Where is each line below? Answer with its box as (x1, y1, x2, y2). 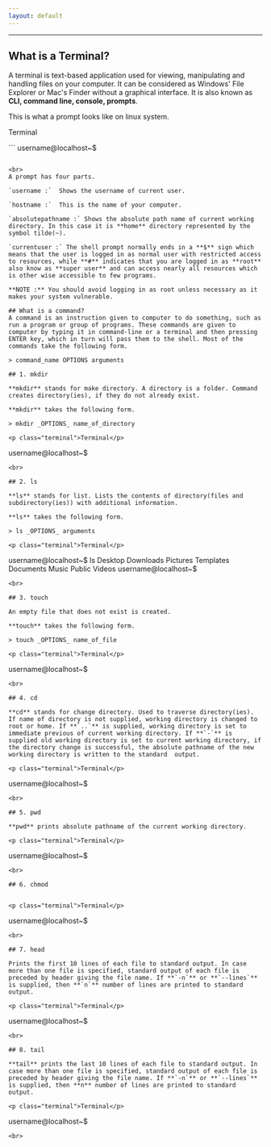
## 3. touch (8, 594, 48, 602)
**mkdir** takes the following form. (8, 406, 135, 414)
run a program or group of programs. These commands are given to (8, 321, 236, 329)
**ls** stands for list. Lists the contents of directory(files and (8, 492, 244, 500)
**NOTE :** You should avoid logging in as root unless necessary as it (8, 286, 258, 294)
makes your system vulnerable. (8, 293, 114, 301)
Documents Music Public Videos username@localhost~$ (8, 564, 198, 573)
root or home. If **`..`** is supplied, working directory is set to (8, 723, 248, 731)
